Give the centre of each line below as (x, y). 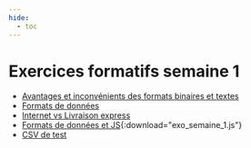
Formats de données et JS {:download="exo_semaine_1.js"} (132, 125)
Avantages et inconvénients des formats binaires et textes (130, 96)
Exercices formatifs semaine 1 (124, 71)
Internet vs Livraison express (76, 115)
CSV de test (44, 135)
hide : (19, 18)
